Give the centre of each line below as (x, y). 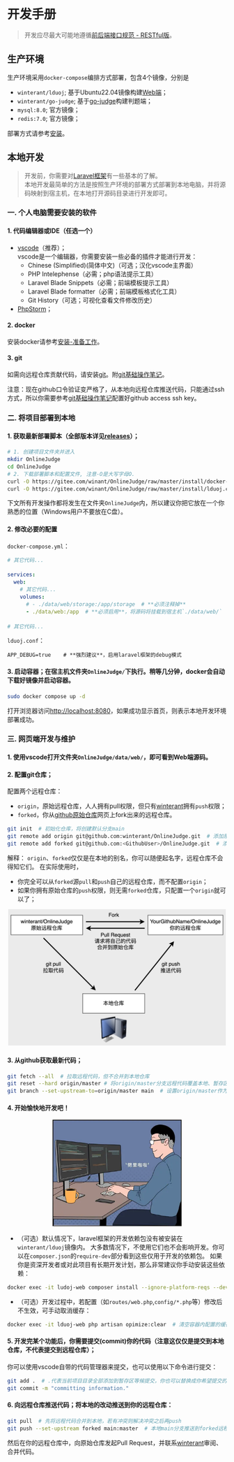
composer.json (50, 1256)
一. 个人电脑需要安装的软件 (52, 212)
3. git (15, 358)
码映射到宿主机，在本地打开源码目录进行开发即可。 (97, 193)
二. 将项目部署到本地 (41, 418)
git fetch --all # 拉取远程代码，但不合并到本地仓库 (78, 1076)
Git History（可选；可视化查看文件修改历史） (92, 300)
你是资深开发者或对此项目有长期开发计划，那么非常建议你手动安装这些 (118, 1264)
